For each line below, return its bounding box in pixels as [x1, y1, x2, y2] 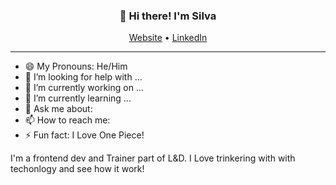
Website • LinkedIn [128, 32, 208, 44]
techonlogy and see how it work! [10, 163, 145, 175]
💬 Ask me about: [24, 103, 93, 115]
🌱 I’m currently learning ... [24, 92, 132, 104]
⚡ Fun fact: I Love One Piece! [24, 129, 145, 141]
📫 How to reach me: [24, 114, 111, 126]
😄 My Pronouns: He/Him [24, 60, 128, 73]
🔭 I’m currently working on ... [24, 82, 144, 94]
